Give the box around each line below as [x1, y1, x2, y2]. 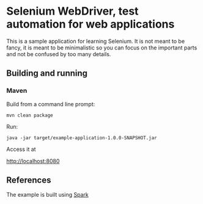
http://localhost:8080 [6, 157, 60, 164]
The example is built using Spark [6, 191, 89, 199]
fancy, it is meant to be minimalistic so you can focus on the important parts [6, 44, 197, 51]
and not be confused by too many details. [6, 50, 111, 57]
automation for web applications [6, 17, 175, 31]
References [6, 175, 51, 186]
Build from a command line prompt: [6, 100, 95, 107]
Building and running [6, 68, 87, 79]
